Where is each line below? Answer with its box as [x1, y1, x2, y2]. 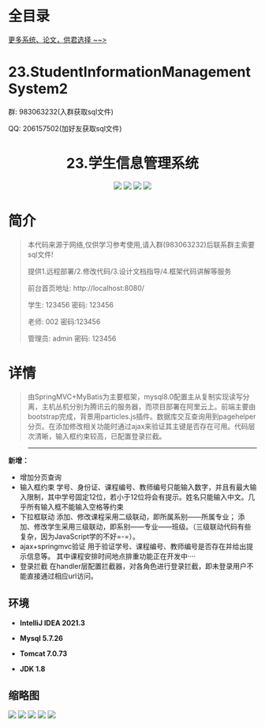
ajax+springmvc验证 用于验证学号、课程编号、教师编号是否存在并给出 [19, 541, 247, 551]
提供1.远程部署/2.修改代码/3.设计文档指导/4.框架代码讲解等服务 [27, 266, 232, 276]
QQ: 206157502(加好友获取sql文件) [8, 123, 122, 133]
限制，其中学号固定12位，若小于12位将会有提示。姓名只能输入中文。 [26, 492, 248, 502]
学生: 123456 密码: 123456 [27, 299, 114, 309]
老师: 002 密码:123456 [27, 317, 101, 326]
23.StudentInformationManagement [8, 63, 251, 81]
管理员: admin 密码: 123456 [27, 333, 117, 343]
